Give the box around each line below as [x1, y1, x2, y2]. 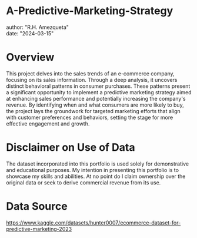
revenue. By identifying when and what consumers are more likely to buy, [6, 101, 184, 108]
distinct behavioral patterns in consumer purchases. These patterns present [6, 82, 191, 90]
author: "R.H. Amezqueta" [6, 24, 69, 31]
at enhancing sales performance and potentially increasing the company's [6, 95, 186, 102]
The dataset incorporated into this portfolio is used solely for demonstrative [6, 160, 189, 167]
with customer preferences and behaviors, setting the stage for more [6, 114, 173, 121]
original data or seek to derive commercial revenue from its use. [6, 178, 161, 186]
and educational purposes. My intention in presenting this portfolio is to [6, 166, 179, 173]
